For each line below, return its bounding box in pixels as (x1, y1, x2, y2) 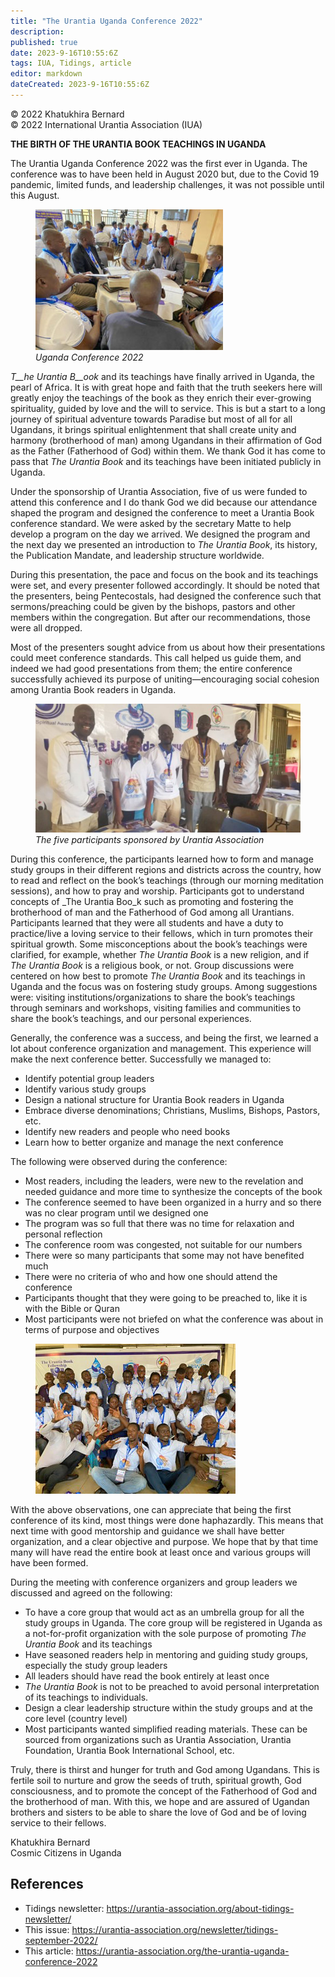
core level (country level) (24, 1712, 128, 1724)
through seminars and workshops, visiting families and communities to (10, 1001, 302, 1014)
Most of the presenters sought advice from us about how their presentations (10, 641, 326, 653)
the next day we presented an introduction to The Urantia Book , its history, (10, 538, 318, 550)
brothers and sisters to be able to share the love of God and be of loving (10, 1806, 307, 1818)
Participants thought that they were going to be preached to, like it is (24, 1291, 308, 1304)
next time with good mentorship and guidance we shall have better (10, 1525, 285, 1537)
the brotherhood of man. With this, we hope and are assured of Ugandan (10, 1795, 310, 1807)
